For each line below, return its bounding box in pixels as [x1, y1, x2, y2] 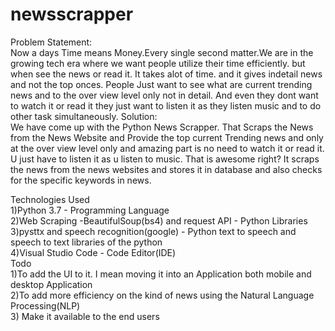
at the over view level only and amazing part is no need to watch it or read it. [10, 142, 325, 154]
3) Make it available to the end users [10, 310, 160, 322]
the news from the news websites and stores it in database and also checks [10, 163, 323, 175]
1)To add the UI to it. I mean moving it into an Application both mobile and [10, 268, 312, 280]
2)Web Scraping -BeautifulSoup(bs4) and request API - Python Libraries [10, 214, 308, 227]
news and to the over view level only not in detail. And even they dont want [10, 89, 319, 101]
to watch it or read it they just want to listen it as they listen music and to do [10, 99, 322, 112]
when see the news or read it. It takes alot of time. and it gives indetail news [10, 68, 323, 80]
